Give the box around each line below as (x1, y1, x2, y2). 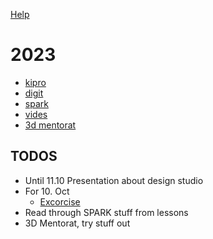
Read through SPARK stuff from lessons (24, 206, 189, 218)
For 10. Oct (24, 185, 70, 197)
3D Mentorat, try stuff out (24, 217, 131, 229)
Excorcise (39, 195, 81, 208)
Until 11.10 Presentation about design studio (24, 174, 204, 186)
